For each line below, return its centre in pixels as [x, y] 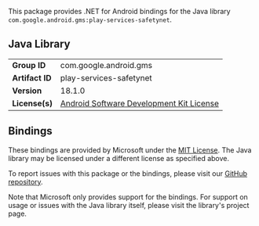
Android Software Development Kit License [140, 103]
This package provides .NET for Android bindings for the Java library [119, 11]
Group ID [29, 65]
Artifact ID [32, 77]
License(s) [33, 103]
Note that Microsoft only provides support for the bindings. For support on [128, 197]
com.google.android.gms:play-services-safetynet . [90, 20]
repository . [26, 181]
